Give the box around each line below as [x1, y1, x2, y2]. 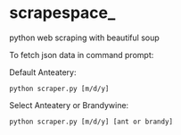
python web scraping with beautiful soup [9, 32, 160, 43]
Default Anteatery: [9, 66, 78, 78]
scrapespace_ [9, 3, 116, 23]
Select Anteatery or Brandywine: [9, 99, 129, 110]
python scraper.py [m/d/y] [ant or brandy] [9, 117, 174, 126]
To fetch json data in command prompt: [9, 49, 154, 60]
